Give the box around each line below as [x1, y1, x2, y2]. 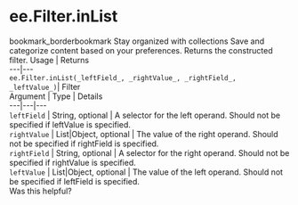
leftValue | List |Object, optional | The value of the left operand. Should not [9, 167, 283, 177]
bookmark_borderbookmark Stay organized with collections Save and [9, 36, 265, 46]
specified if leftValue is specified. [9, 119, 132, 130]
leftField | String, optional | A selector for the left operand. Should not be [9, 110, 281, 120]
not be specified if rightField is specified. [9, 138, 159, 149]
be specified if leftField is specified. [9, 176, 141, 186]
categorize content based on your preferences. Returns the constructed [9, 45, 273, 55]
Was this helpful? [9, 185, 73, 196]
